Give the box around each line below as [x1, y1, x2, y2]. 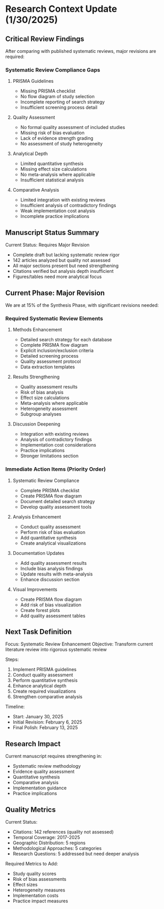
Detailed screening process [20, 353, 78, 359]
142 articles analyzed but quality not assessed [12, 257, 111, 264]
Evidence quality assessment [12, 769, 75, 775]
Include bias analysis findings [20, 565, 83, 571]
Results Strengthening [12, 374, 60, 380]
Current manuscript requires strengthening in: [5, 753, 102, 759]
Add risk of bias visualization [20, 602, 81, 608]
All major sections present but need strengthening [12, 263, 119, 269]
